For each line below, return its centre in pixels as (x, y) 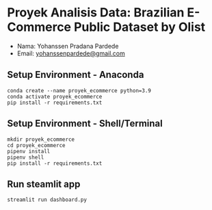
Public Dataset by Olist (140, 27)
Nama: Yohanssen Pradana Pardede (68, 46)
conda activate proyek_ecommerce (55, 96)
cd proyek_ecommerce (37, 145)
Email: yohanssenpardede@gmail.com (71, 53)
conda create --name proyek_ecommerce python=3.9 (79, 90)
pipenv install (29, 151)
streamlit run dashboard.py (47, 200)
